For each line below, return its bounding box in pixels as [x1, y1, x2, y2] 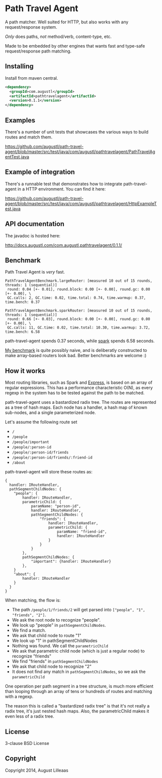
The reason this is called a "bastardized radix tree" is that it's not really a [5, 703, 150, 709]
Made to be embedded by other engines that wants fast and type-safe [5, 43, 145, 49]
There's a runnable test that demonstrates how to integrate [5, 181, 122, 187]
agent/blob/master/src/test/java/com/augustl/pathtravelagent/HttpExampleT [5, 200, 157, 207]
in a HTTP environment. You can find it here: [17, 186, 106, 192]
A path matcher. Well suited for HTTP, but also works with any [5, 19, 129, 25]
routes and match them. [5, 134, 53, 140]
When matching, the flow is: [5, 597, 61, 603]
